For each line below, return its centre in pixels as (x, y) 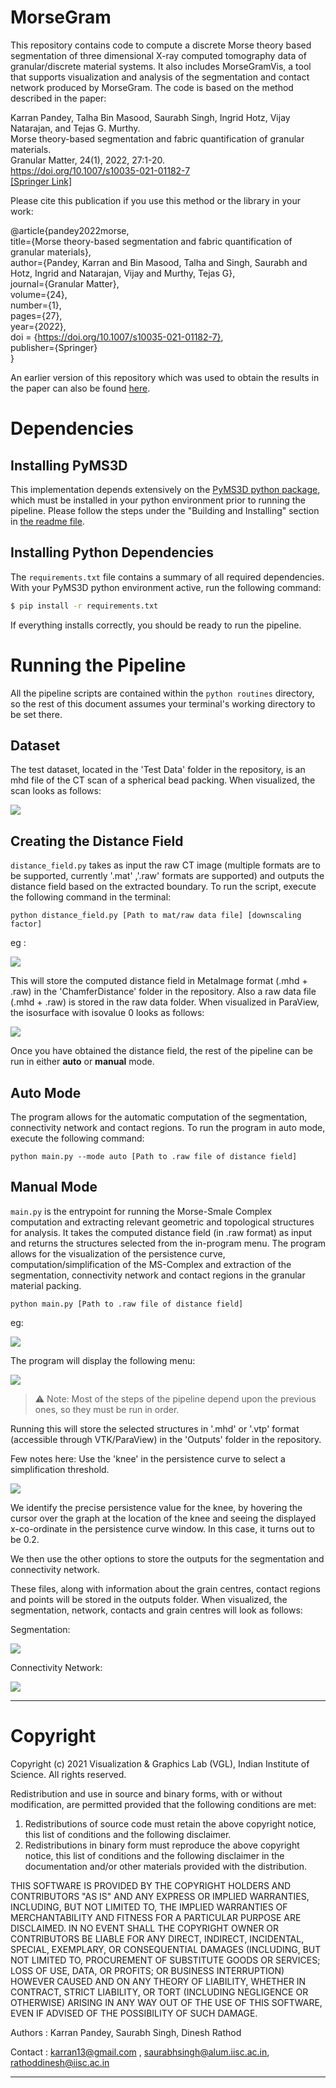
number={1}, (36, 305)
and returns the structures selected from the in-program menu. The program (168, 1243)
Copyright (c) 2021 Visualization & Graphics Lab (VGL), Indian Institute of (160, 1763)
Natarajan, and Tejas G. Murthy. (75, 128)
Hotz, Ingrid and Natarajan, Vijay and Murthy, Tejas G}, (123, 273)
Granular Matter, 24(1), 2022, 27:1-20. (88, 160)
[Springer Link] (41, 181)
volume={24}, (39, 294)
